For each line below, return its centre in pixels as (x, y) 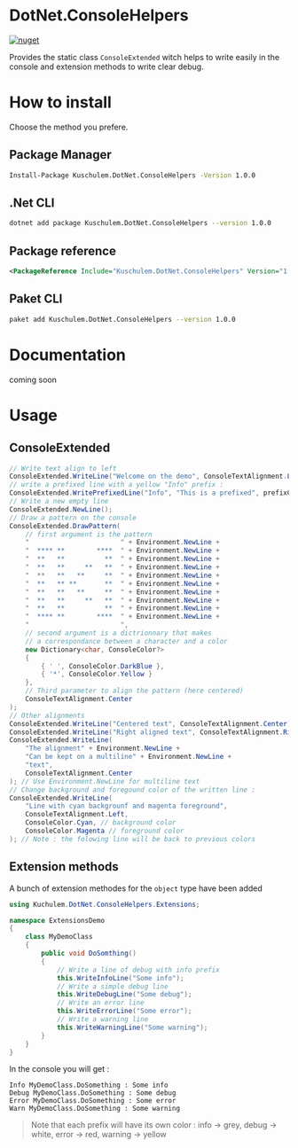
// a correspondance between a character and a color (126, 641)
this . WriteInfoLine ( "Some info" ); (120, 978)
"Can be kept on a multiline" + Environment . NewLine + (129, 757)
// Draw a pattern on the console (73, 518)
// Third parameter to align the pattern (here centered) (134, 691)
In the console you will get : (59, 1069)
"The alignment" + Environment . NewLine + (102, 749)
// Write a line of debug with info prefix (138, 970)
